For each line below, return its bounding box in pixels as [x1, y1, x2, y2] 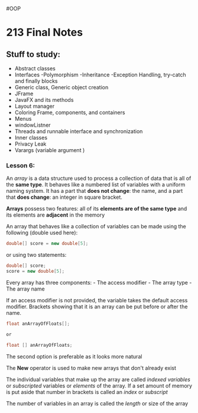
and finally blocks [14, 78, 58, 85]
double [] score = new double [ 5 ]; [6, 241, 89, 247]
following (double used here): [6, 229, 78, 236]
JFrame [14, 90, 34, 97]
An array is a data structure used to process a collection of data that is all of [6, 175, 191, 182]
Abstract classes [14, 65, 56, 72]
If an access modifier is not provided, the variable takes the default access [6, 296, 188, 304]
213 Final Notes [6, 26, 83, 39]
